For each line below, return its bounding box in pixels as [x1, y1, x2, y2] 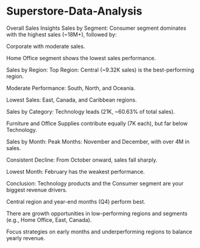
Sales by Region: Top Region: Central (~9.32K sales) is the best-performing [6, 66, 195, 74]
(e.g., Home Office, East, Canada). [6, 216, 92, 223]
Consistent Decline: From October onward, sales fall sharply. [6, 156, 158, 164]
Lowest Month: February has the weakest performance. [6, 168, 145, 175]
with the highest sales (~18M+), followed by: [6, 30, 117, 38]
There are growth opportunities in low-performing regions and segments [6, 210, 188, 217]
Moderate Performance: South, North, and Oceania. [6, 84, 135, 92]
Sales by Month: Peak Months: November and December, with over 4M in [6, 138, 190, 145]
